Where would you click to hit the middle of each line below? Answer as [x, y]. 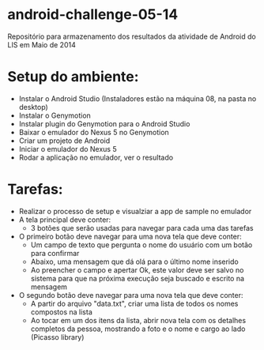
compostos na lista [61, 312]
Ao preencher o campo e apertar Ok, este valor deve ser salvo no [137, 269]
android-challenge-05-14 [93, 15]
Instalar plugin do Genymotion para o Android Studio [104, 123]
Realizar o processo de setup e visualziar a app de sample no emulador [135, 211]
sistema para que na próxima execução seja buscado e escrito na [138, 278]
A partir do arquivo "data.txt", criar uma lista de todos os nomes [134, 303]
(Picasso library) [57, 337]
